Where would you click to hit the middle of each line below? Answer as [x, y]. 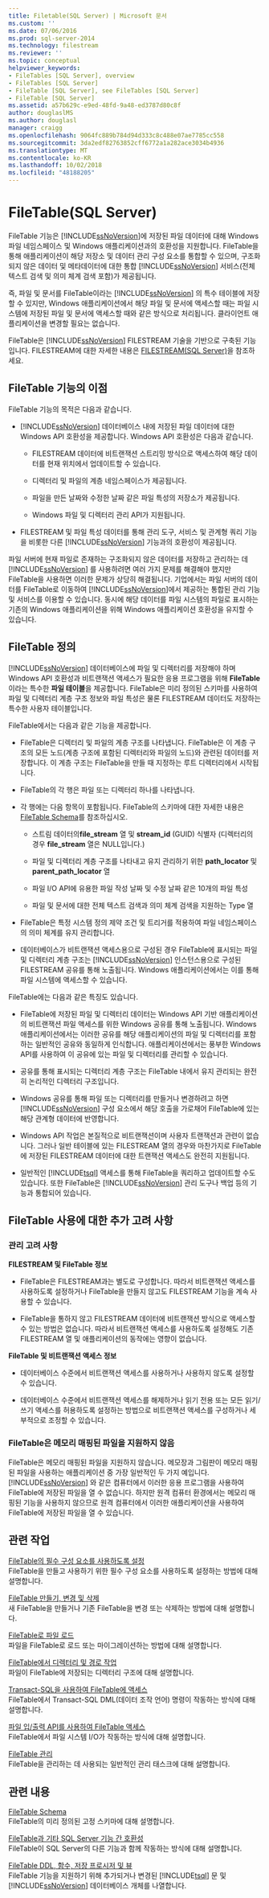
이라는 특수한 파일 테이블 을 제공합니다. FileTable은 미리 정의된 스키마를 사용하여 [133, 688]
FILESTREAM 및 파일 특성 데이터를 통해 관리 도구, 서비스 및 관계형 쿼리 [131, 532]
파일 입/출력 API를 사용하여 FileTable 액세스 [77, 1727]
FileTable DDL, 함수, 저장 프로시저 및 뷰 [70, 1866]
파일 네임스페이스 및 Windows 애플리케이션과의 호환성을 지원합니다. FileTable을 [134, 245]
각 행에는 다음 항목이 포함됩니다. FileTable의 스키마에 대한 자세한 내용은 [132, 807]
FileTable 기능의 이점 [58, 388]
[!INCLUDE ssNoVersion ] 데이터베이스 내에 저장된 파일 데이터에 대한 [127, 426]
